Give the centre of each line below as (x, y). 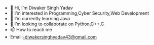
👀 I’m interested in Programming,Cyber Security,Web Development (80, 13)
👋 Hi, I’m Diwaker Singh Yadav (42, 8)
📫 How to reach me (31, 30)
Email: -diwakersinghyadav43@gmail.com (53, 37)
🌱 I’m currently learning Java (40, 18)
